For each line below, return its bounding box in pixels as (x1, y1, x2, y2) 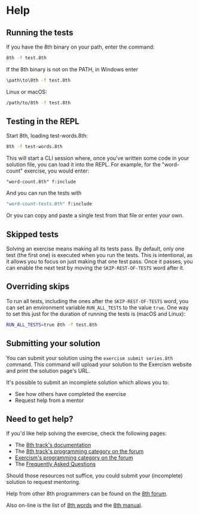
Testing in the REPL (6, 116, 79, 126)
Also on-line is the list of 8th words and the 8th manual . (6, 501, 142, 509)
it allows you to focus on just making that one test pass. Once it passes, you (6, 258, 193, 265)
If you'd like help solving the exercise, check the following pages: (6, 430, 167, 437)
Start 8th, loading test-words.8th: (6, 132, 88, 140)
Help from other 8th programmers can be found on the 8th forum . (6, 490, 168, 497)
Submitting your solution (6, 338, 100, 349)
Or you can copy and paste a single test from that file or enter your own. (6, 212, 184, 219)
